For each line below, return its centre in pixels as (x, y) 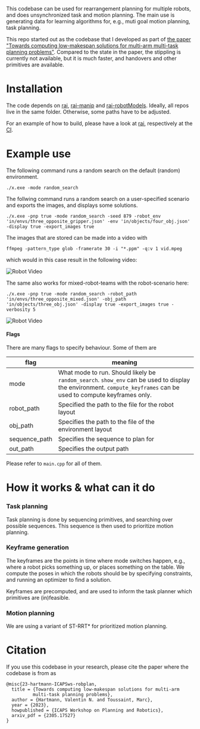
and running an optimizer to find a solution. (59, 579)
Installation (35, 89)
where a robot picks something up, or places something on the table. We (95, 567)
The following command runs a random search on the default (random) (93, 170)
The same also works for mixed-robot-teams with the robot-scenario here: (98, 283)
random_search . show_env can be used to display (124, 380)
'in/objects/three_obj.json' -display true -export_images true (87, 304)
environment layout (85, 429)
